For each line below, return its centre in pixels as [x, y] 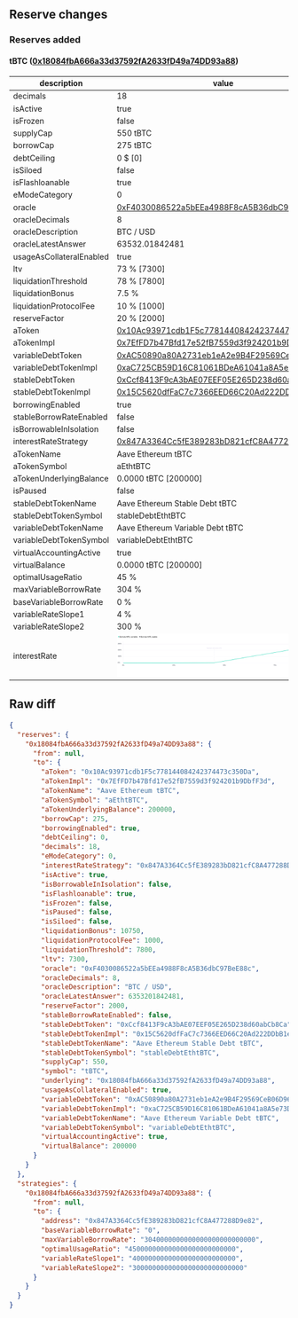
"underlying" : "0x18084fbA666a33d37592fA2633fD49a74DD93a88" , [158, 1081]
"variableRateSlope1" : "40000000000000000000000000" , [142, 1259]
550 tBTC [134, 133]
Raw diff [32, 704]
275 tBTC [134, 145]
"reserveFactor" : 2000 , [85, 1006]
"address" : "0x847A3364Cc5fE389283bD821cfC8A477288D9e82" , [153, 1221]
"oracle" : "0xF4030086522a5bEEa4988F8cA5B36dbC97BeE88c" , [150, 969]
